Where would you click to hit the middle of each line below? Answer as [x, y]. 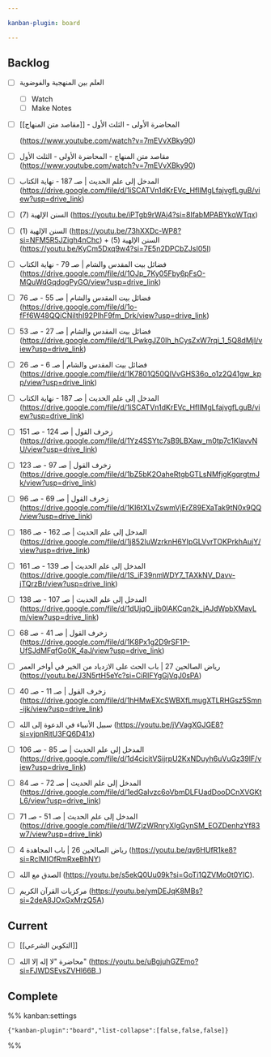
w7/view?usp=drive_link [59, 834]
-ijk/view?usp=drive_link [60, 709]
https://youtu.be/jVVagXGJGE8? [170, 724]
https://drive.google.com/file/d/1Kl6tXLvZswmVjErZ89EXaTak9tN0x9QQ [142, 508]
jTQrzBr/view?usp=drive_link [67, 583]
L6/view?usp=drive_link [59, 801]
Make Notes [51, 108]
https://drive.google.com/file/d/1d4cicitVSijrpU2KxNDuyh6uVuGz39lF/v [142, 758]
